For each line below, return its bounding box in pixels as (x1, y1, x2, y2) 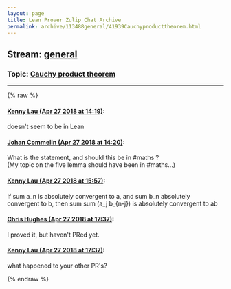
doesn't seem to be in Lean (7, 122, 85, 131)
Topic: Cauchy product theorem (7, 69, 115, 79)
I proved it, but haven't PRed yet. (7, 230, 100, 239)
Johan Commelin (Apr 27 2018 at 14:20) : (7, 138, 125, 146)
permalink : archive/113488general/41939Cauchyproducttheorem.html (7, 23, 201, 30)
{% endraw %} (7, 275, 49, 283)
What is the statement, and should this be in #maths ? (7, 153, 159, 162)
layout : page (7, 10, 45, 17)
